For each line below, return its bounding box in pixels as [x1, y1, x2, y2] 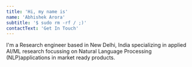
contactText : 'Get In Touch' [6, 25, 79, 31]
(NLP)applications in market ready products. [6, 54, 115, 61]
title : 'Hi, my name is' [6, 8, 68, 15]
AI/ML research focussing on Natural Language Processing [6, 48, 152, 55]
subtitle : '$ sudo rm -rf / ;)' [6, 20, 87, 25]
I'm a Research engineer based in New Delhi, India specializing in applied [6, 42, 187, 49]
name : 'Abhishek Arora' [6, 14, 66, 20]
